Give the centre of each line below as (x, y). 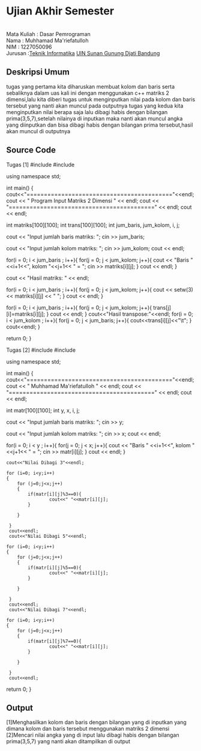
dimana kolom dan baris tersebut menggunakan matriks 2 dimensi (88, 729)
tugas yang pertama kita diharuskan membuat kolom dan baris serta (91, 86)
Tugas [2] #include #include (41, 350)
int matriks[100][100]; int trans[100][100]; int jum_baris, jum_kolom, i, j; (93, 225)
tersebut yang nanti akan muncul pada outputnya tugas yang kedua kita (95, 106)
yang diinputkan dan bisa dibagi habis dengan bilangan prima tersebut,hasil (100, 125)
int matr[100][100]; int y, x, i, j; (43, 410)
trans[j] (162, 307)
